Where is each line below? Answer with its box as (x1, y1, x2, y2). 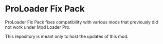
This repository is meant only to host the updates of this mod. (5, 33, 128, 39)
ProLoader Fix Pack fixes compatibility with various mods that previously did (5, 19, 158, 25)
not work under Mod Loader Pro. (5, 24, 71, 30)
